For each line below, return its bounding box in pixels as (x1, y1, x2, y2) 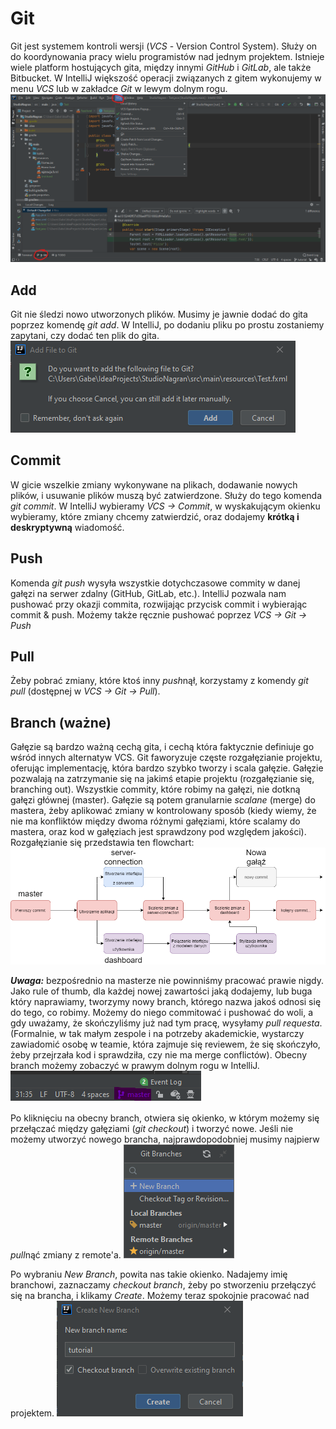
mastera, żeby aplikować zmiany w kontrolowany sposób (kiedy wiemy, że (10, 805, 317, 817)
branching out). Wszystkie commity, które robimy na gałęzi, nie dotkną (10, 783, 301, 796)
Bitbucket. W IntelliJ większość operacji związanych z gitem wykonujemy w (10, 72, 322, 84)
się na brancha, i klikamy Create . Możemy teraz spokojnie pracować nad (10, 1290, 310, 1302)
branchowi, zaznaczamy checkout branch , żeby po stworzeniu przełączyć (10, 1279, 317, 1291)
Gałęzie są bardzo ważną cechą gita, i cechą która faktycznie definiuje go (10, 741, 315, 753)
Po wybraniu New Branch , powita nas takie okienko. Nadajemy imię (10, 1268, 288, 1281)
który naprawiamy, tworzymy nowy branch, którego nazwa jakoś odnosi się (10, 996, 322, 1008)
